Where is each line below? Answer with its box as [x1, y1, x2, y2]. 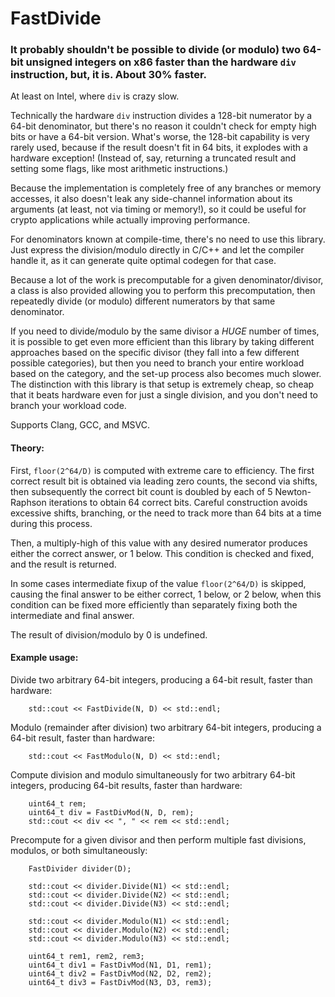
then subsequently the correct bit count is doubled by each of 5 [10, 485, 273, 497]
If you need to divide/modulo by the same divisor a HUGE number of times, [10, 325, 320, 337]
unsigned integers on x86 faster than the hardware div [25, 55, 297, 69]
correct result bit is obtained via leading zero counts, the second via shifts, [10, 475, 318, 487]
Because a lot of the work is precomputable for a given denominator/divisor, [10, 274, 324, 286]
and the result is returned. [10, 558, 117, 570]
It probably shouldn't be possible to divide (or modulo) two [10, 43, 301, 57]
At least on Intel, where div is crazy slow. [10, 90, 180, 102]
